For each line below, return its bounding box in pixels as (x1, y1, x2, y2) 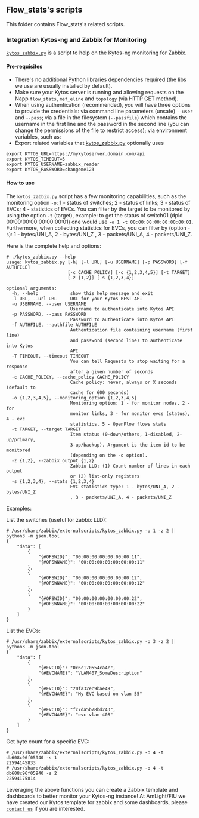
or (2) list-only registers (70, 473, 140, 479)
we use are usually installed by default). (14, 82, 113, 90)
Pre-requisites (6, 63, 43, 70)
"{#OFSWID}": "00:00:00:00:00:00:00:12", (38, 574, 143, 581)
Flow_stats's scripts (6, 5, 83, 15)
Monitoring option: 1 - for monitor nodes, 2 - (70, 400, 191, 406)
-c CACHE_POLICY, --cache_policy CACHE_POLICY (11, 374, 129, 380)
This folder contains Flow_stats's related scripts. (6, 20, 125, 27)
